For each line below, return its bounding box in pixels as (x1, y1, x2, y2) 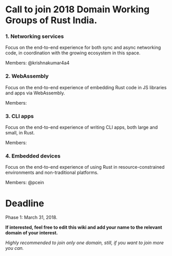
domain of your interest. (5, 230, 58, 236)
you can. (5, 245, 24, 251)
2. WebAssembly (5, 73, 49, 80)
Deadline (5, 198, 45, 209)
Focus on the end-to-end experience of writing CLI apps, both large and (5, 124, 158, 130)
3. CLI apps (5, 112, 34, 120)
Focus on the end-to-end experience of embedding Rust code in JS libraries (5, 84, 167, 90)
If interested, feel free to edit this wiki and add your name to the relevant (5, 224, 163, 230)
